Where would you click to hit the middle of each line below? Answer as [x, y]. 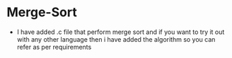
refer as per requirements [54, 47]
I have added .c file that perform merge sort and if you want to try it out [121, 32]
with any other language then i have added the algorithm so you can [116, 39]
